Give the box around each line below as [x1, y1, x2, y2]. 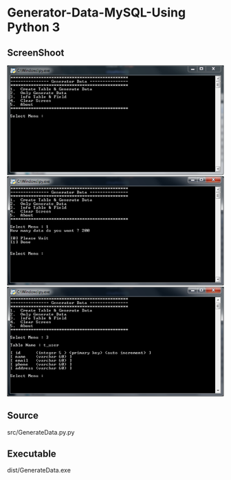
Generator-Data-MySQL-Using [7, 5, 186, 21]
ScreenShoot [7, 47, 65, 58]
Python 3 [7, 19, 60, 35]
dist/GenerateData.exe [7, 466, 71, 474]
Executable [7, 448, 56, 459]
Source [7, 410, 39, 422]
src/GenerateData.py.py [7, 428, 75, 436]
